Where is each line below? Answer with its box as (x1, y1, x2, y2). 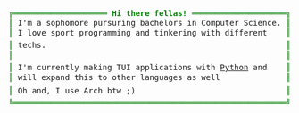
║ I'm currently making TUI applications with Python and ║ (8, 62, 291, 72)
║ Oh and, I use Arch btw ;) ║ (8, 85, 291, 95)
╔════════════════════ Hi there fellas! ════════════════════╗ (8, 9, 291, 18)
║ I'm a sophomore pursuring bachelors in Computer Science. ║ (8, 18, 291, 28)
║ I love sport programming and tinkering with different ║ (8, 28, 291, 37)
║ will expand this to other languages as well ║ (8, 72, 291, 82)
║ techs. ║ (8, 40, 291, 50)
